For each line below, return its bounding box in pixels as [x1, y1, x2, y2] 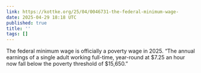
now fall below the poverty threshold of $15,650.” [6, 60, 128, 68]
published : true [6, 20, 47, 26]
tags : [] [6, 31, 28, 37]
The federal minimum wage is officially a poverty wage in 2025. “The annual [6, 47, 196, 54]
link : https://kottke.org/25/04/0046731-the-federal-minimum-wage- [6, 8, 179, 15]
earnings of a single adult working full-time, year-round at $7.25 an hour [6, 54, 185, 61]
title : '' [6, 25, 31, 32]
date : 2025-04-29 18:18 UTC [6, 14, 77, 20]
